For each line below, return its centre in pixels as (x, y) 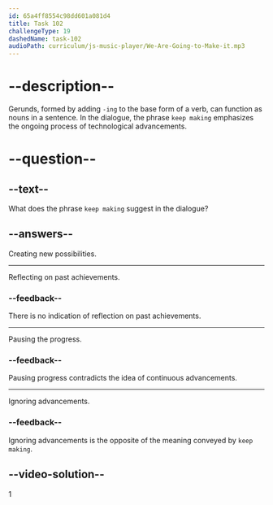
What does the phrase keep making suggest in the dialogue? (108, 209)
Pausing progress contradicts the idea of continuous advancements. (123, 378)
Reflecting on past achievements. (64, 276)
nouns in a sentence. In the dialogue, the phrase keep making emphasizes (131, 118)
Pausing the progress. (45, 339)
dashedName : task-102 (45, 39)
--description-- (62, 87)
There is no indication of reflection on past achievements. (105, 316)
